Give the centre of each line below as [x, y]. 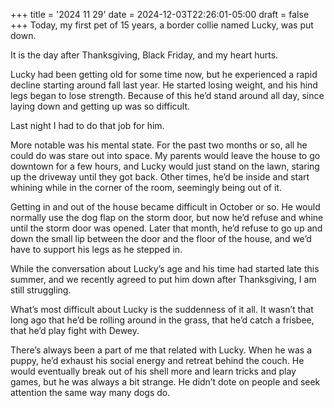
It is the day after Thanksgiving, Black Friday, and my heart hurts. [144, 55]
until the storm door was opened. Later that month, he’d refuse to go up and [166, 228]
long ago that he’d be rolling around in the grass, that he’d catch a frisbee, [162, 320]
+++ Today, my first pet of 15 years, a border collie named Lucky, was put [162, 25]
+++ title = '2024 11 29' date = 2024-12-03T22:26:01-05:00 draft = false [160, 14]
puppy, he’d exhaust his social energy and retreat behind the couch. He [157, 360]
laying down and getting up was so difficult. [100, 106]
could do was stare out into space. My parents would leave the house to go [165, 155]
